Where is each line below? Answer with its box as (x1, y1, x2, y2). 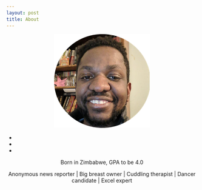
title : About (6, 16, 39, 22)
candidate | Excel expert (72, 177, 132, 184)
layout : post (6, 10, 39, 16)
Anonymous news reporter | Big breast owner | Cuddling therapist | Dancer (8, 170, 196, 177)
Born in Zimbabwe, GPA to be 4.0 (60, 158, 144, 166)
